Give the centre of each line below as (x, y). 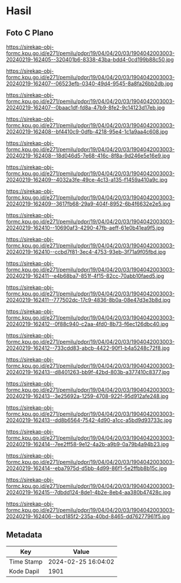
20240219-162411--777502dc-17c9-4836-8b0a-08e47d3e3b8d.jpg (88, 300)
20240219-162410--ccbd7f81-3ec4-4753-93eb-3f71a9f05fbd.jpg (86, 252)
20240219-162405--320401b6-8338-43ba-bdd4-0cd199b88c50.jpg (90, 59)
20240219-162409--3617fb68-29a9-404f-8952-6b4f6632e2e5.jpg (88, 204)
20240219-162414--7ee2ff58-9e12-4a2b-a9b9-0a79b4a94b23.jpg (88, 444)
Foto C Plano (30, 33)
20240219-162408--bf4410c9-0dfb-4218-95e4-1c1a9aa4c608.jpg (87, 132)
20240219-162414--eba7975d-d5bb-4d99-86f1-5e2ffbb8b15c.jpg (86, 468)
